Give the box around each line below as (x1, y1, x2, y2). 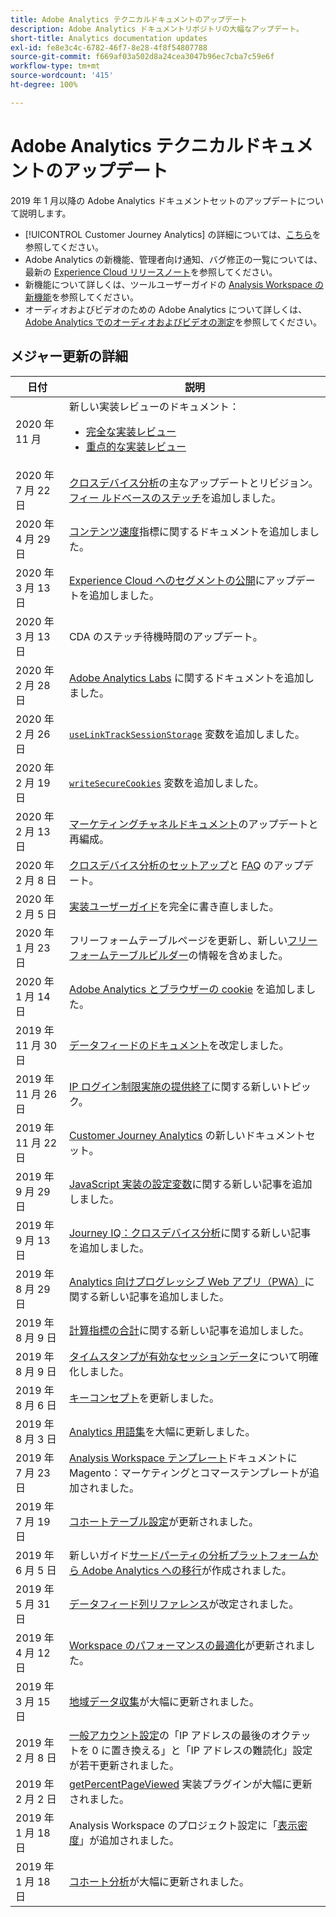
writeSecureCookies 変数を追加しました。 (68, 776, 265, 790)
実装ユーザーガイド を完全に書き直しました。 (68, 899, 280, 913)
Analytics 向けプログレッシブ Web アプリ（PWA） (68, 1274, 305, 1288)
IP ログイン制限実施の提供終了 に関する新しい (68, 1079, 282, 1093)
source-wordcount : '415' (10, 71, 114, 81)
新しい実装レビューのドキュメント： (68, 399, 240, 413)
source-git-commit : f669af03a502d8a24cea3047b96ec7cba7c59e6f (10, 52, 275, 62)
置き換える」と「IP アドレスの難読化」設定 (110, 1743, 313, 1757)
